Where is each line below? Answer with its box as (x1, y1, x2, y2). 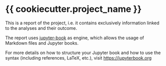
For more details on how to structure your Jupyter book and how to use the (5, 50, 161, 56)
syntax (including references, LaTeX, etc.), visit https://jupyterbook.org (5, 55, 152, 61)
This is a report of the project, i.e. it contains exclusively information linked (5, 20, 159, 26)
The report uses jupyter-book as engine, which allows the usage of (5, 35, 144, 41)
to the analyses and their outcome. (5, 25, 77, 31)
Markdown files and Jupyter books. (5, 40, 79, 46)
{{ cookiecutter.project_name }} (5, 3, 142, 15)
